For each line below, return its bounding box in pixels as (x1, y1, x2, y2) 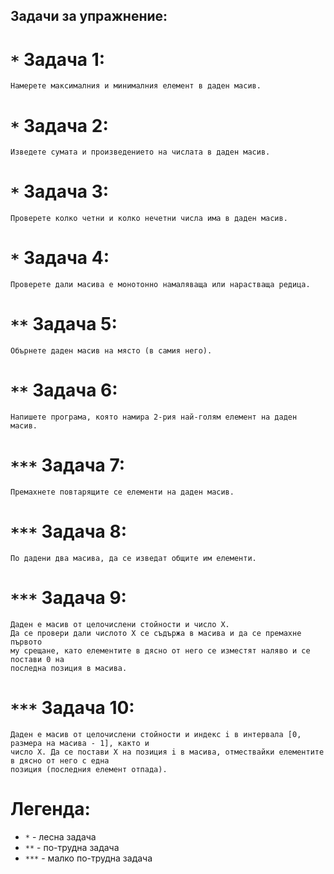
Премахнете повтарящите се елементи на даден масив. (10, 487, 235, 497)
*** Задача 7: (10, 454, 126, 477)
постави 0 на (10, 654, 65, 664)
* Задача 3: (10, 180, 110, 203)
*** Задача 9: (10, 587, 127, 609)
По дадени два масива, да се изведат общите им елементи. (10, 553, 257, 563)
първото (10, 637, 43, 647)
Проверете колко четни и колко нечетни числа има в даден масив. (10, 214, 288, 224)
